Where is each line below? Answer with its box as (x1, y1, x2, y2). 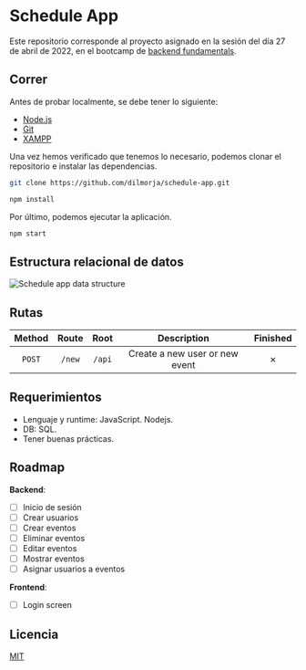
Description (158, 332, 209, 344)
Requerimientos (9, 390, 102, 405)
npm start (9, 229, 47, 238)
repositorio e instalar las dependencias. (9, 161, 158, 172)
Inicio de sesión (22, 501, 82, 512)
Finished (253, 332, 292, 344)
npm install (9, 194, 55, 204)
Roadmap (9, 460, 66, 476)
